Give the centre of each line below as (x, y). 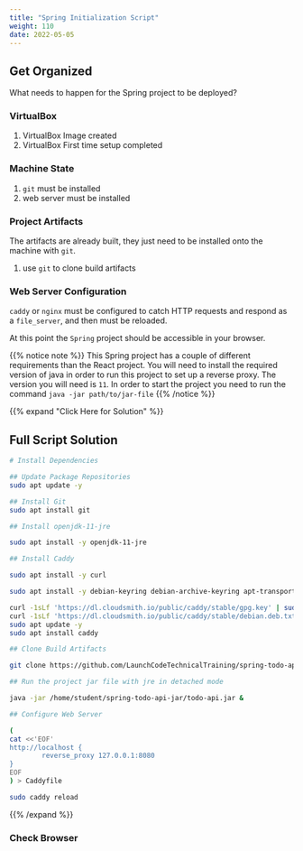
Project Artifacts (46, 221)
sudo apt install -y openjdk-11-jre (78, 542)
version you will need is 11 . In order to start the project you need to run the (148, 384)
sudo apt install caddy (54, 633)
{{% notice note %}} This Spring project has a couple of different (130, 356)
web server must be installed (76, 198)
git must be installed (61, 188)
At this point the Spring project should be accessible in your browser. (138, 338)
